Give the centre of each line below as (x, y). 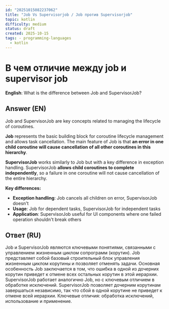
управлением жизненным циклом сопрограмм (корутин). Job (73, 253)
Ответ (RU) (23, 235)
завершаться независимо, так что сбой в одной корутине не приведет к (84, 291)
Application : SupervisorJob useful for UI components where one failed (87, 214)
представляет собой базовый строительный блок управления (73, 258)
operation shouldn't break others (47, 219)
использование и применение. (39, 301)
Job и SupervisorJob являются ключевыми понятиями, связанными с (80, 247)
